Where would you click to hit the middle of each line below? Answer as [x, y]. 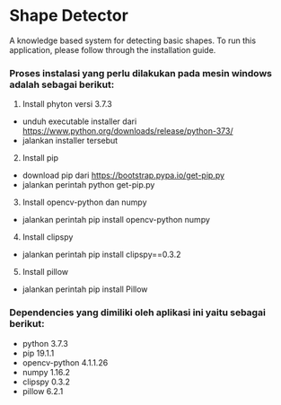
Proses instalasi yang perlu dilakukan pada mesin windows [140, 73]
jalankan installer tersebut [70, 141]
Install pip [40, 158]
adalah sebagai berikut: [62, 84]
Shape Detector [69, 16]
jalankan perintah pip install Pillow [85, 289]
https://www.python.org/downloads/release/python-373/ [127, 131]
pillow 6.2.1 [43, 391]
